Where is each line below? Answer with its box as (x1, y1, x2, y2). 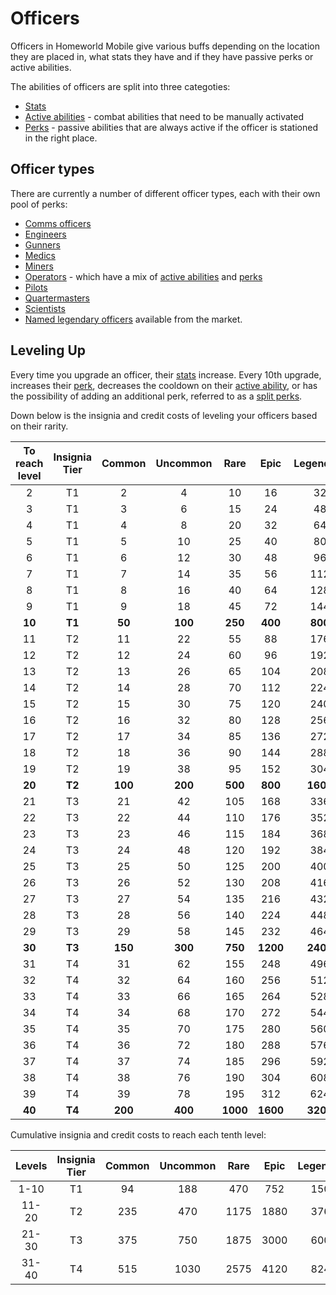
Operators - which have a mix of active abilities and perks (24, 270, 263, 282)
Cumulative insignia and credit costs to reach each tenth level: (10, 1128, 267, 1141)
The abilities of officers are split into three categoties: (10, 80, 231, 92)
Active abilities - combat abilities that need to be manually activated (24, 110, 305, 122)
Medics (24, 249, 56, 261)
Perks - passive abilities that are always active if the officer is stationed (24, 121, 318, 133)
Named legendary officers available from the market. (24, 313, 243, 325)
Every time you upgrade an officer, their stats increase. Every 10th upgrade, (10, 368, 322, 381)
